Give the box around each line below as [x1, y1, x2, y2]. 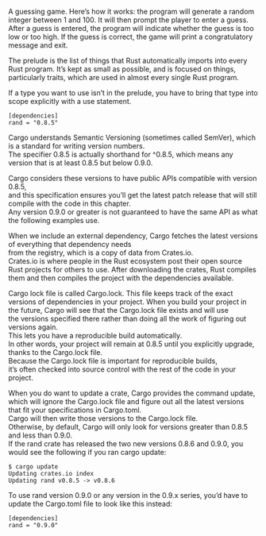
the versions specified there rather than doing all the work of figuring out [8, 314, 247, 323]
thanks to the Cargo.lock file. [8, 348, 103, 357]
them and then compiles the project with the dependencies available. [8, 273, 234, 283]
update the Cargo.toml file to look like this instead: [8, 499, 173, 508]
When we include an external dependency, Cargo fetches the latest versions [8, 231, 258, 241]
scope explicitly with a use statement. [8, 97, 132, 106]
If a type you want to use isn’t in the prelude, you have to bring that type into [8, 88, 258, 98]
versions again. [8, 322, 58, 332]
